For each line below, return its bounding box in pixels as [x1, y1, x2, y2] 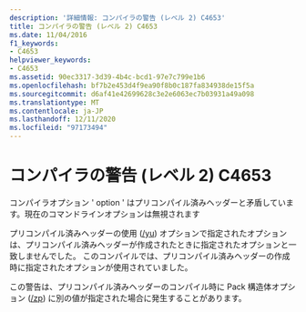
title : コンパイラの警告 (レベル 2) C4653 [9, 22, 158, 31]
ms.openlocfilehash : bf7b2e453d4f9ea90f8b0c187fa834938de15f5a [9, 81, 255, 90]
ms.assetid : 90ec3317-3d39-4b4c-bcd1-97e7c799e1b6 [9, 73, 206, 82]
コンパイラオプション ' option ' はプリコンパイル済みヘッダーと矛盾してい [9, 196, 287, 207]
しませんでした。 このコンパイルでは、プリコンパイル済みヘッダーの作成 [16, 250, 291, 261]
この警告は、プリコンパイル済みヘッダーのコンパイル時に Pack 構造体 [9, 281, 272, 292]
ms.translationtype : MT [9, 97, 100, 107]
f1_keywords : [9, 38, 59, 48]
